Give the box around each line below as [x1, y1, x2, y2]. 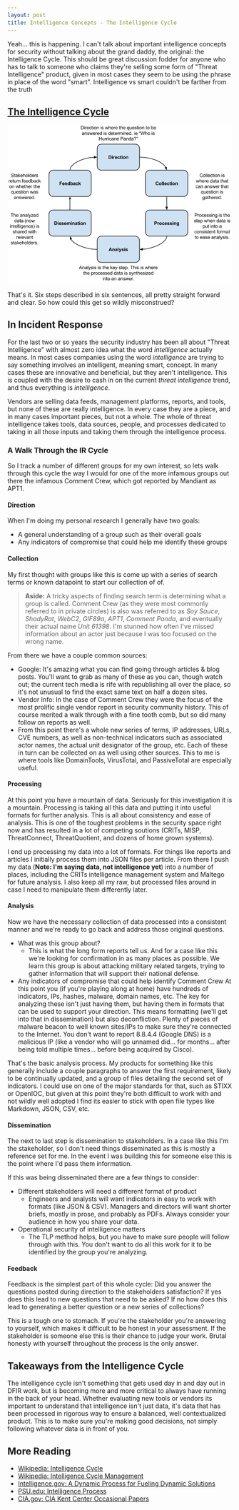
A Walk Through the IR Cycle [7, 445, 108, 455]
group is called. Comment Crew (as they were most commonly [24, 599, 209, 608]
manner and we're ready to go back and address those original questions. [7, 925, 225, 933]
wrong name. [24, 637, 64, 645]
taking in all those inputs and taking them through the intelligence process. [7, 427, 227, 436]
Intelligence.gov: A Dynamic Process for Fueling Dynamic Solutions [17, 1479, 215, 1488]
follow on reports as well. [17, 718, 92, 726]
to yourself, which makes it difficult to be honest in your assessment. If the [7, 1324, 226, 1333]
